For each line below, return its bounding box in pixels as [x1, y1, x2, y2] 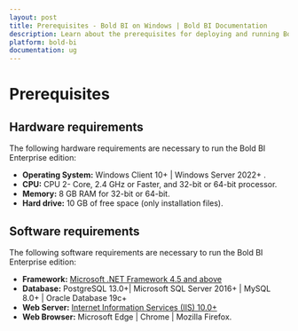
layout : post [9, 12, 58, 22]
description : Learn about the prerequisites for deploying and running [9, 29, 279, 38]
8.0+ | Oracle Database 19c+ [21, 292, 127, 303]
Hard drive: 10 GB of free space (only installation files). [21, 198, 223, 209]
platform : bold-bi [9, 37, 77, 47]
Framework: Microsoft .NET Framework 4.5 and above [21, 273, 223, 284]
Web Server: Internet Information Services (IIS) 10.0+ [21, 302, 217, 312]
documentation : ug [9, 46, 77, 55]
